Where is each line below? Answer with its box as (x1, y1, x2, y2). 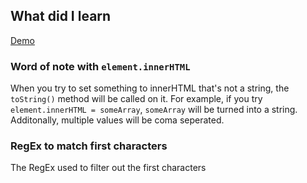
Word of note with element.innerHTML (10, 59, 191, 73)
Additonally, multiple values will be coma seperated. (10, 114, 225, 126)
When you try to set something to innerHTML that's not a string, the (10, 82, 290, 94)
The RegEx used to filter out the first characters (10, 162, 207, 174)
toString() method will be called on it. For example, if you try (10, 93, 263, 105)
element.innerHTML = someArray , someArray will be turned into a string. (10, 104, 298, 116)
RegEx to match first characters (10, 139, 168, 153)
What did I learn (10, 8, 112, 25)
